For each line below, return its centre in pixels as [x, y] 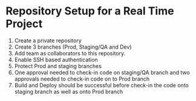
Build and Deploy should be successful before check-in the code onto [101, 85]
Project [24, 24]
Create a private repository [48, 40]
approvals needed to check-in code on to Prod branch [82, 79]
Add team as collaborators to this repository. [70, 53]
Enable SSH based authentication [56, 60]
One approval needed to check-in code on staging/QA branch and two [102, 72]
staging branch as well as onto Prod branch [69, 91]
